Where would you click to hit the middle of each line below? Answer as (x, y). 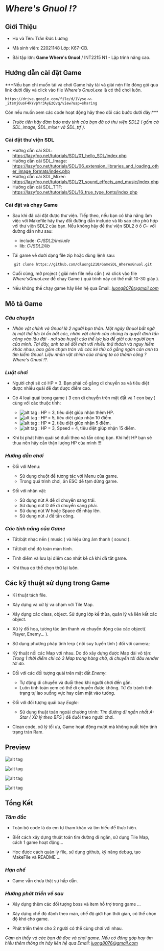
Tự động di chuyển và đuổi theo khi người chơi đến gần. (76, 682)
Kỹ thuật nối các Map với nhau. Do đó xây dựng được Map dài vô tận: (82, 653)
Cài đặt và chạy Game (31, 205)
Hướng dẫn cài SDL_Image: (40, 161)
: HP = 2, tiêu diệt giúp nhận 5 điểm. (75, 423)
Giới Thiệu (21, 27)
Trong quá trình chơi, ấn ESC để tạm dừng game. (69, 481)
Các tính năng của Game (35, 528)
